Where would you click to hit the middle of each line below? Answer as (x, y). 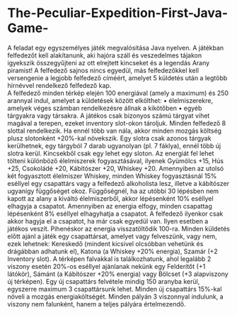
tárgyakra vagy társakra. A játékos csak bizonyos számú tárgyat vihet (109, 116)
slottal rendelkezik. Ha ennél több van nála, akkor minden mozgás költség (114, 131)
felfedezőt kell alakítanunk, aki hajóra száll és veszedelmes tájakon (105, 55)
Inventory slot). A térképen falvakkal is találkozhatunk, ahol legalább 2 (109, 259)
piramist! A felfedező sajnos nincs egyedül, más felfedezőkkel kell (103, 70)
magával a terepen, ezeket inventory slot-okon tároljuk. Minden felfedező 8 (117, 123)
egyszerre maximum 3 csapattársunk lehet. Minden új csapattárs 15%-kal (115, 289)
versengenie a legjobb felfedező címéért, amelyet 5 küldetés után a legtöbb (117, 78)
